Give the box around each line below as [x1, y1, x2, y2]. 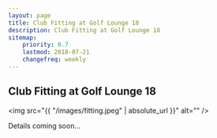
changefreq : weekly [22, 56, 87, 64]
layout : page [8, 11, 51, 20]
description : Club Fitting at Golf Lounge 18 [8, 26, 160, 34]
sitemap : [8, 33, 37, 42]
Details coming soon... [8, 121, 81, 130]
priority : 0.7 [22, 41, 69, 49]
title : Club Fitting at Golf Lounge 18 [8, 19, 140, 27]
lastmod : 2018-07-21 [22, 48, 90, 56]
